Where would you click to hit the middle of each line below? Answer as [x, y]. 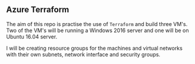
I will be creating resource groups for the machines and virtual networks [95, 48]
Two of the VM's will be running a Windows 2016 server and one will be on [97, 30]
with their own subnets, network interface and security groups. [83, 54]
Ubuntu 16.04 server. [32, 36]
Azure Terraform [38, 10]
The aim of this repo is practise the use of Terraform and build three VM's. [97, 24]
